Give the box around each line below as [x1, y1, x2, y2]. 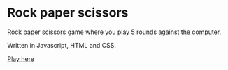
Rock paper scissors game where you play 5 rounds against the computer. [7, 28, 222, 36]
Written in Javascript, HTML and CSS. [7, 41, 117, 49]
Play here [7, 54, 35, 63]
